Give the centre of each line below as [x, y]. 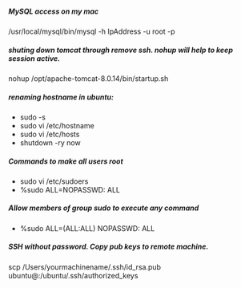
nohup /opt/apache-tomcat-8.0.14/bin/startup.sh [88, 78]
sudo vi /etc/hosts [50, 134]
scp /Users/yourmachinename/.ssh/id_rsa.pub [85, 267]
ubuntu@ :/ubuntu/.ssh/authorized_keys [73, 275]
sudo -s [33, 117]
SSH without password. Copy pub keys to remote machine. [108, 247]
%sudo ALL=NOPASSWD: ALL [70, 189]
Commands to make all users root [66, 161]
